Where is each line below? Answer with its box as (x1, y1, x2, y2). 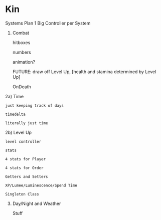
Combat (12, 30, 29, 36)
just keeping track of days (5, 103, 64, 108)
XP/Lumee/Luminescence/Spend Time (5, 183, 78, 188)
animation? (12, 59, 36, 65)
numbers (12, 49, 32, 55)
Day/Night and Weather (12, 200, 61, 206)
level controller (5, 139, 42, 144)
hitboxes (12, 39, 31, 46)
